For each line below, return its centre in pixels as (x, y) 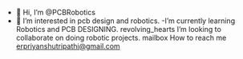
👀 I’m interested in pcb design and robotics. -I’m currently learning (125, 21)
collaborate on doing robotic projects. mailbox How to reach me (121, 37)
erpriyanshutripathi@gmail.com (68, 46)
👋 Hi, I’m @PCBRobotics (56, 12)
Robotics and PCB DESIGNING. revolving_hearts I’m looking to (119, 29)
